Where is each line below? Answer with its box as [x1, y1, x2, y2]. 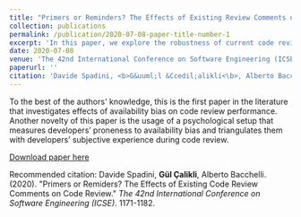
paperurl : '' [9, 64, 58, 73]
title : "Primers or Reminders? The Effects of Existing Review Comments [9, 13, 287, 22]
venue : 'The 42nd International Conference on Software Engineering [9, 55, 271, 64]
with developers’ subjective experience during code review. [9, 134, 229, 144]
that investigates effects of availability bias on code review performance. [9, 105, 278, 117]
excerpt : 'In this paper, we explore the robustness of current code [9, 38, 275, 48]
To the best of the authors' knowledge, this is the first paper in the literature [9, 96, 288, 107]
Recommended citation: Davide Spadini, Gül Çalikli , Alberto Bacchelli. [9, 169, 267, 179]
